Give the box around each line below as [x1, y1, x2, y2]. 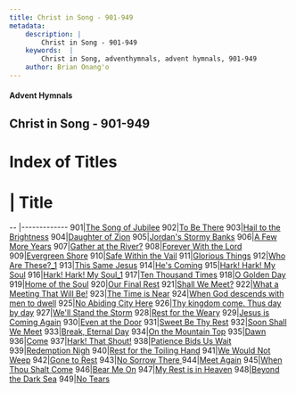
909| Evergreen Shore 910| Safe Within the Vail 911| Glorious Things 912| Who [9, 250, 286, 261]
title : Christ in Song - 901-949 [9, 12, 134, 22]
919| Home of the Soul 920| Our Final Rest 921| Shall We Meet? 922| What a [9, 278, 279, 290]
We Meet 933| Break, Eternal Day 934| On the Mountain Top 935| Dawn [9, 326, 267, 337]
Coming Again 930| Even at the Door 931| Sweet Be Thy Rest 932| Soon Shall [9, 316, 287, 327]
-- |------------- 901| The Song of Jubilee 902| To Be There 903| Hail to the [9, 222, 281, 233]
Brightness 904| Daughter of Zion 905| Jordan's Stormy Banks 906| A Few [9, 231, 278, 242]
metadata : [9, 21, 46, 30]
